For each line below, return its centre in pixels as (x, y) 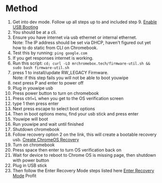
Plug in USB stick (30, 165)
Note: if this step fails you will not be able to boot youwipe (70, 78)
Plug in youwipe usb (33, 88)
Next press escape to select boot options (54, 108)
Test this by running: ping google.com (50, 53)
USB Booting (25, 27)
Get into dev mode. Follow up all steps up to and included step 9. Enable (85, 22)
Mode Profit (24, 176)
